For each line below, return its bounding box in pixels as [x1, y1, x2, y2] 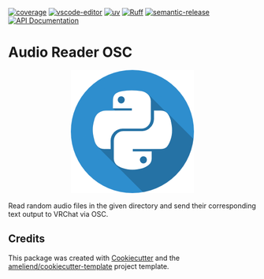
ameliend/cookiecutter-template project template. [8, 261, 169, 271]
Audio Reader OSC [8, 43, 132, 61]
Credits [8, 232, 46, 246]
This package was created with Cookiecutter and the [8, 253, 180, 262]
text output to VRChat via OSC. [8, 209, 109, 218]
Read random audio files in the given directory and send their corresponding [8, 201, 256, 210]
